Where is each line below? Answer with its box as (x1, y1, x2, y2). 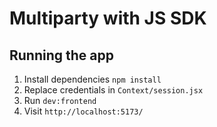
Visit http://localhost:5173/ (23, 105, 144, 117)
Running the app (9, 47, 114, 64)
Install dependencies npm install (23, 73, 162, 85)
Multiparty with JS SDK (9, 7, 207, 30)
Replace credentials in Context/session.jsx (23, 84, 204, 96)
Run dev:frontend (23, 95, 97, 106)
